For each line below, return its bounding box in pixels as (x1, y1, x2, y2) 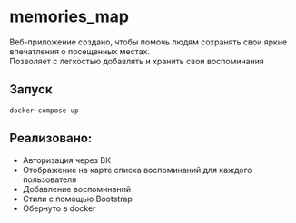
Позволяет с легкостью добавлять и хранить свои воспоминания (9, 55, 265, 66)
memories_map (9, 6, 130, 27)
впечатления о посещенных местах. (9, 45, 151, 56)
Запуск (9, 82, 53, 97)
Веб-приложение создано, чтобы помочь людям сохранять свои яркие (9, 36, 288, 47)
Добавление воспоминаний (22, 183, 132, 194)
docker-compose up (9, 106, 79, 115)
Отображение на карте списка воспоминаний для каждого (22, 164, 252, 175)
